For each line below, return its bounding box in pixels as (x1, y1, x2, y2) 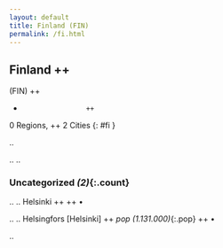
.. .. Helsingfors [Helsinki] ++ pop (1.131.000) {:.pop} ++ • (9, 213, 216, 224)
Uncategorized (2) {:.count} (9, 176, 131, 189)
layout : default (9, 12, 69, 22)
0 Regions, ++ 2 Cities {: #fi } (9, 120, 116, 131)
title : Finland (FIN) (9, 21, 90, 30)
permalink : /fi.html (9, 29, 86, 38)
